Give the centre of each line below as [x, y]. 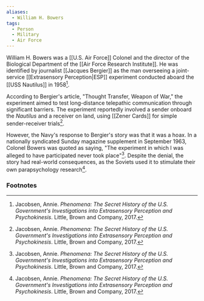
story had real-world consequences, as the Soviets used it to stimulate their [101, 161]
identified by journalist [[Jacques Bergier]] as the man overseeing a [90, 70]
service [16, 77]
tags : [13, 23]
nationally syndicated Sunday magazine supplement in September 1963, [97, 141]
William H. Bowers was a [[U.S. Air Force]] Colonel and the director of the [98, 58]
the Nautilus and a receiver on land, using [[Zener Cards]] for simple [92, 116]
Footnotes [22, 185]
